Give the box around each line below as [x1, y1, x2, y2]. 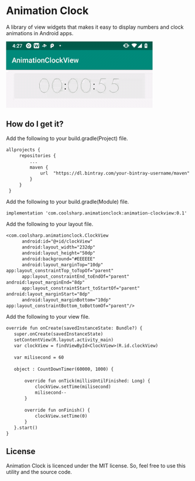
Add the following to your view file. [6, 313, 90, 320]
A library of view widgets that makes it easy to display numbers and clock [6, 23, 184, 30]
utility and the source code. [6, 468, 72, 475]
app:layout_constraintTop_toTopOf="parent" [6, 268, 114, 274]
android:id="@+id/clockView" [21, 238, 93, 244]
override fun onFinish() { [24, 407, 91, 413]
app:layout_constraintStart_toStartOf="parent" [21, 285, 141, 291]
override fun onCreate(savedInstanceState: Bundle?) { [6, 325, 143, 331]
